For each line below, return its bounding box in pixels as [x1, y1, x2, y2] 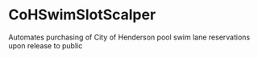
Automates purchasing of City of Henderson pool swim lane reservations [8, 32, 251, 42]
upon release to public [8, 40, 83, 50]
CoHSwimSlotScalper [8, 6, 156, 24]
